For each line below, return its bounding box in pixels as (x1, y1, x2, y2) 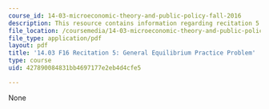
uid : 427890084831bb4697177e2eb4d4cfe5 (8, 64, 142, 72)
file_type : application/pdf (8, 34, 102, 42)
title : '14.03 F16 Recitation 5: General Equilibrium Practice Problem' (8, 49, 256, 57)
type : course (8, 57, 52, 65)
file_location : (8, 26, 59, 34)
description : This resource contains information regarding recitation (8, 19, 252, 27)
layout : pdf (8, 42, 48, 50)
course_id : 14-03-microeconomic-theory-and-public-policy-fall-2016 (8, 11, 242, 20)
